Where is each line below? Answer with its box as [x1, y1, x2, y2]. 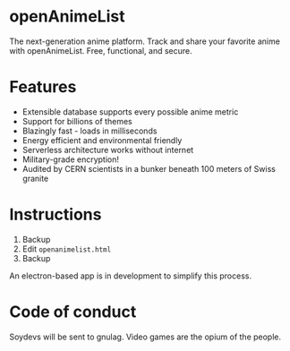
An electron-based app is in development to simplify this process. [9, 270, 252, 281]
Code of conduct [9, 302, 137, 321]
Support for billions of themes [21, 116, 132, 126]
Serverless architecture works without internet [21, 144, 194, 155]
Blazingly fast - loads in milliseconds [21, 125, 158, 136]
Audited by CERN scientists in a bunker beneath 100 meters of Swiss [21, 163, 276, 174]
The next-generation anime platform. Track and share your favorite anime [9, 36, 280, 47]
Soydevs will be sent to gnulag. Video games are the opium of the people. [9, 331, 282, 342]
